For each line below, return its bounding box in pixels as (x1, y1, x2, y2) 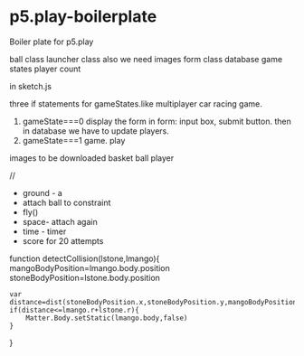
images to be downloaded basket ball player (9, 152, 175, 164)
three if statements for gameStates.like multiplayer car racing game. (9, 98, 262, 109)
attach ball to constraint (22, 197, 111, 208)
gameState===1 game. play (22, 135, 126, 145)
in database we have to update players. (22, 125, 170, 136)
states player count (9, 63, 81, 74)
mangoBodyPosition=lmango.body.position (9, 262, 170, 273)
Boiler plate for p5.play (9, 36, 94, 47)
